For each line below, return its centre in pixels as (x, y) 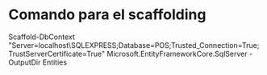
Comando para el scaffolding (107, 15)
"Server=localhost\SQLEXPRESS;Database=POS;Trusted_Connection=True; (134, 45)
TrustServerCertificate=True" (57, 53)
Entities (54, 62)
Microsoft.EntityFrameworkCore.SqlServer (177, 53)
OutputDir (25, 62)
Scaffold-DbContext (42, 37)
